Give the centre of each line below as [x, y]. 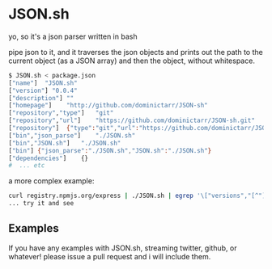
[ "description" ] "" [41, 98]
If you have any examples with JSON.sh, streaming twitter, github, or [123, 248]
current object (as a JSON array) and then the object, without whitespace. [132, 61]
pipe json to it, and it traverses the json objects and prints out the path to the [136, 52]
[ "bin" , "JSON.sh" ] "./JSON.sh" [65, 143]
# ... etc [27, 166]
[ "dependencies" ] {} [49, 158]
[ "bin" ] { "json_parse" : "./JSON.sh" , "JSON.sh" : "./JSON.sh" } [110, 150]
